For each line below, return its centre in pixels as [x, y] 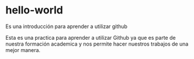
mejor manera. [23, 50]
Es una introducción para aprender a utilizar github [67, 26]
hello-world [34, 10]
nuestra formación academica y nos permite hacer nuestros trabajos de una [97, 44]
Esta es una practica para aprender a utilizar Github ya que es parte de [91, 37]
